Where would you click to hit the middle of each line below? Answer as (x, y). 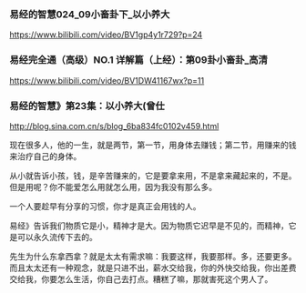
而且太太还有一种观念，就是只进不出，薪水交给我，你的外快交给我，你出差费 (153, 268)
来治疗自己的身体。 (46, 156)
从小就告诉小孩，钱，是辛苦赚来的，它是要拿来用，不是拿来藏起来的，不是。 (153, 176)
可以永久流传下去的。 (57, 237)
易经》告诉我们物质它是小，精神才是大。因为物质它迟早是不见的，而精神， (149, 226)
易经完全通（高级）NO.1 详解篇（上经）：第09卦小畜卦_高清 (139, 60)
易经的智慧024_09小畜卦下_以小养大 (90, 14)
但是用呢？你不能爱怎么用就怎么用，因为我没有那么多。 (113, 187)
